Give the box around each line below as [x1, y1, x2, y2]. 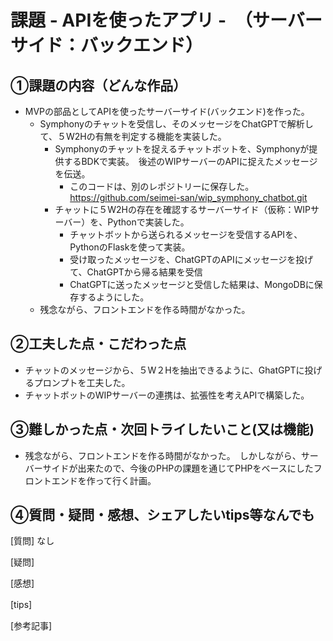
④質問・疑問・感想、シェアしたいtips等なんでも [10, 507, 315, 524]
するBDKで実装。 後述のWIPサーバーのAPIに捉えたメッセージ [63, 156, 318, 167]
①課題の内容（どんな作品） [10, 77, 187, 94]
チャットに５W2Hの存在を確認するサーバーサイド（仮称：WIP [54, 204, 312, 215]
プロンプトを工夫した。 [33, 376, 131, 388]
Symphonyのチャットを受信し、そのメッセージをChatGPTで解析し [39, 118, 314, 130]
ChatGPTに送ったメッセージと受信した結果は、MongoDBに [69, 279, 315, 290]
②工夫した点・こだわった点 [10, 336, 187, 353]
